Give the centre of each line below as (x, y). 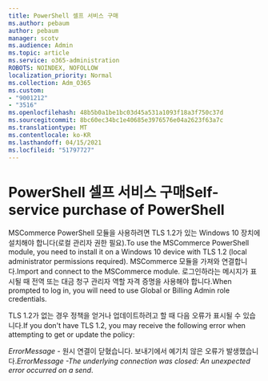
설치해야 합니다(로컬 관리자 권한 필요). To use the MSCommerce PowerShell (129, 243)
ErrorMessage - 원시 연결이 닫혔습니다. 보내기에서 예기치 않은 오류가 (116, 351)
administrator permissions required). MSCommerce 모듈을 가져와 (114, 261)
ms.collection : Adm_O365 (50, 83)
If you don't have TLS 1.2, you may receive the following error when (134, 326)
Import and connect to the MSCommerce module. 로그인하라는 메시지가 (132, 272)
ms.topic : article (39, 53)
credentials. (28, 299)
